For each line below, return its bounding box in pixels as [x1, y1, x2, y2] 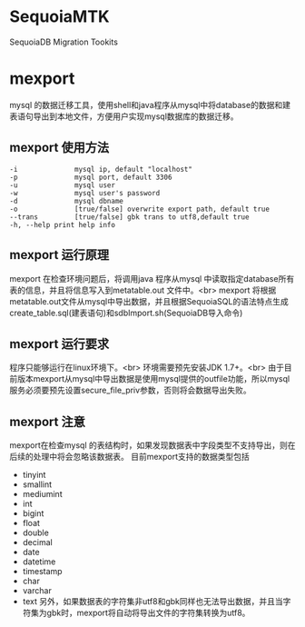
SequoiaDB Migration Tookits [9, 36, 118, 47]
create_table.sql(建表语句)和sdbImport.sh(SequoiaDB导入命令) [9, 307, 243, 318]
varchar [22, 585, 52, 596]
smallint [22, 479, 53, 490]
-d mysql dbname [9, 196, 124, 205]
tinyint [22, 470, 46, 481]
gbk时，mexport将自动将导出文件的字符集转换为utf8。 [46, 607, 251, 619]
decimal [22, 537, 53, 548]
